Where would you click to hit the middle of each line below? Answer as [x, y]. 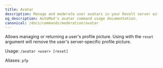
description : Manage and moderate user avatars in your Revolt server [78, 14]
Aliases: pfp [17, 60]
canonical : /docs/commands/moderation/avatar [52, 23]
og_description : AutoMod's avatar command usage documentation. [71, 18]
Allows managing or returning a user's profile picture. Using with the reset [79, 37]
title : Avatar [19, 9]
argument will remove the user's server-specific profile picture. [68, 42]
